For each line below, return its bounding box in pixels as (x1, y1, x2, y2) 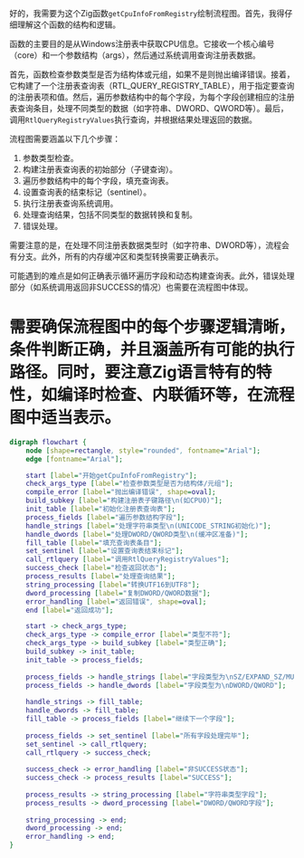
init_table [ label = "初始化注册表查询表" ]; (25, 505, 176, 514)
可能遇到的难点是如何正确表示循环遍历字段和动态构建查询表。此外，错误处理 (9, 271, 295, 281)
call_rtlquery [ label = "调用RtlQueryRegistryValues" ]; (25, 555, 230, 564)
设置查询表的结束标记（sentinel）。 (22, 186, 152, 197)
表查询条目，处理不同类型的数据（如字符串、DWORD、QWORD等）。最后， (9, 103, 290, 113)
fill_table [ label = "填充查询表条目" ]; (25, 538, 163, 548)
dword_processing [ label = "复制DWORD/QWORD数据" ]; (25, 588, 211, 597)
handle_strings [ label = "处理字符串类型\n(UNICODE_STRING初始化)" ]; (25, 521, 271, 530)
